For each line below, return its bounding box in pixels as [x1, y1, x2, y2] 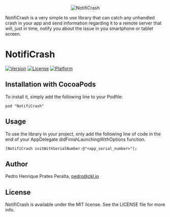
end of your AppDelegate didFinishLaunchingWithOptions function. [5, 136, 146, 142]
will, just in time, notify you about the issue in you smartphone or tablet [5, 25, 153, 32]
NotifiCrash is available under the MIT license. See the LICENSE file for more [5, 201, 165, 208]
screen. [5, 31, 21, 37]
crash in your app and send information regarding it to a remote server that [5, 20, 162, 26]
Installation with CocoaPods [5, 80, 96, 89]
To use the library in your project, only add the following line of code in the [5, 131, 161, 137]
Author [5, 160, 28, 168]
